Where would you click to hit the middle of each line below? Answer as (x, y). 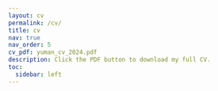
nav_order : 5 (30, 45)
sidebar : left (38, 74)
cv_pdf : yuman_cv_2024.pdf (53, 52)
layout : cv (26, 15)
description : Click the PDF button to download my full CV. (110, 60)
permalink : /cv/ (35, 23)
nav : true (25, 38)
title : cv (25, 30)
